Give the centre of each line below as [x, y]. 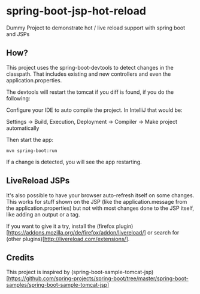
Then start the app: [30, 139]
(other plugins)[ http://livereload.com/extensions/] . [68, 239]
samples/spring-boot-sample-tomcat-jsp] [58, 285]
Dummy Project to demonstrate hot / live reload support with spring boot [96, 28]
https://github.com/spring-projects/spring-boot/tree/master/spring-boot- [98, 278]
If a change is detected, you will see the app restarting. [74, 162]
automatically [23, 128]
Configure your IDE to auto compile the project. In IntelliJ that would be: [94, 110]
